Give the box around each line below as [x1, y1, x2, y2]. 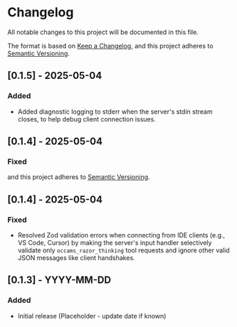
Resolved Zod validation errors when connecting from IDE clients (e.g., [17, 231, 226, 239]
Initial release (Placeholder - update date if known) [17, 311, 167, 320]
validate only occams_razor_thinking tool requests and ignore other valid [17, 246, 230, 254]
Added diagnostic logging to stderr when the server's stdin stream [17, 107, 213, 116]
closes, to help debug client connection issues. [17, 114, 157, 123]
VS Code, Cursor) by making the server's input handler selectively [17, 239, 212, 247]
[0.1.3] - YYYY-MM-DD [7, 274, 112, 286]
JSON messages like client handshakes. [17, 254, 135, 262]
